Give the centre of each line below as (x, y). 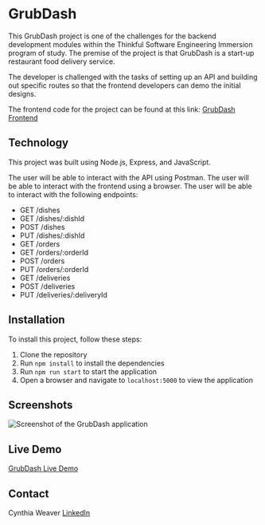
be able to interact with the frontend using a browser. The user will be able (130, 186)
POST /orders (42, 261)
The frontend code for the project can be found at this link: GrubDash (122, 109)
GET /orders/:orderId (54, 252)
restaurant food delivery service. (62, 61)
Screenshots (41, 405)
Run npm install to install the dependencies (92, 363)
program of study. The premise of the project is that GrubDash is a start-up (131, 53)
